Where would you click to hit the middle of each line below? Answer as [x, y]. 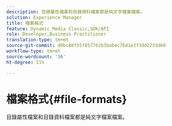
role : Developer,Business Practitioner [56, 34]
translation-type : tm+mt [37, 40]
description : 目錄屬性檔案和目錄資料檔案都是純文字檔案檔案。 [75, 12]
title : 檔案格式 [25, 23]
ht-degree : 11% [25, 62]
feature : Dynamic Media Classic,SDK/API [58, 29]
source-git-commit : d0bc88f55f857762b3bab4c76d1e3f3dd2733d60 [86, 46]
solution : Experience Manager [44, 17]
